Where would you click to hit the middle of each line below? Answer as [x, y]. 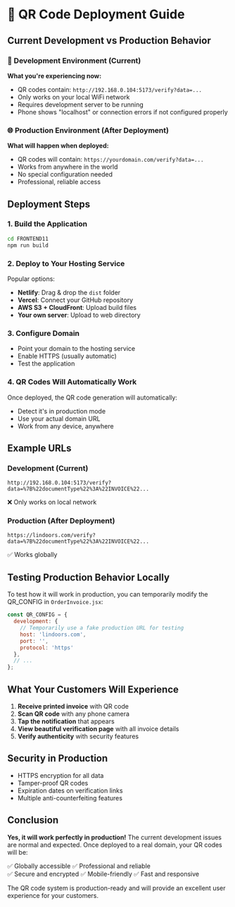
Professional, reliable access [59, 182]
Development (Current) [48, 468]
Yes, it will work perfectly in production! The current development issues [114, 837]
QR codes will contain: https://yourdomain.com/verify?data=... [110, 160]
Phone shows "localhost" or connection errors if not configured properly [123, 112]
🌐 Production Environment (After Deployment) [88, 130]
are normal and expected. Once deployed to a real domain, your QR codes [115, 845]
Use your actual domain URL [59, 419]
